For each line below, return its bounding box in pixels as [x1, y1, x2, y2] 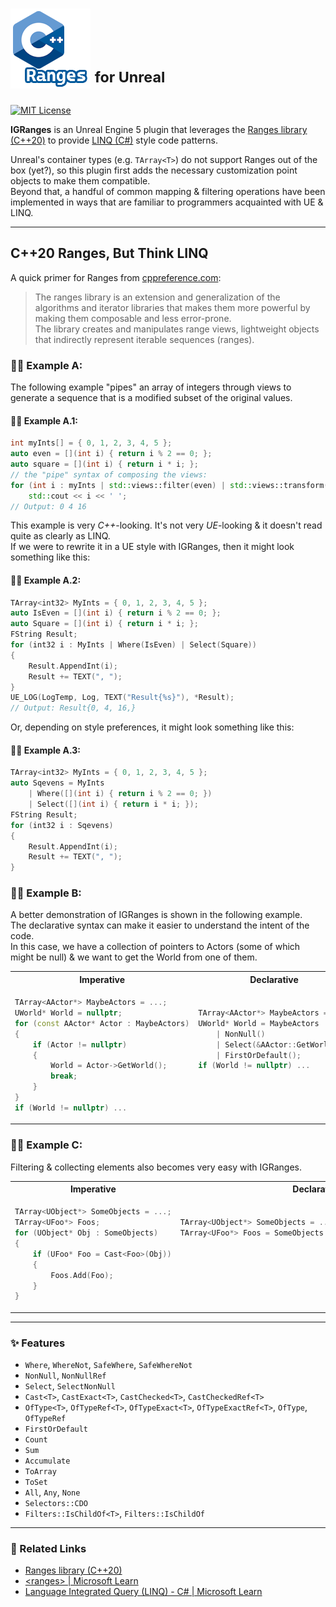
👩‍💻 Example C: [10, 1138, 83, 1152]
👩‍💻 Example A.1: [10, 414, 79, 427]
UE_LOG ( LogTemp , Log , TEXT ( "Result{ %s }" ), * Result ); [10, 693, 235, 703]
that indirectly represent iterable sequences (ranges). [34, 333, 255, 345]
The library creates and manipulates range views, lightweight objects [34, 323, 320, 335]
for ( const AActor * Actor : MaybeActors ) [14, 1018, 190, 1028]
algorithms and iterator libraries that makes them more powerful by [34, 301, 311, 313]
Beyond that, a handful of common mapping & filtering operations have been [10, 185, 326, 197]
